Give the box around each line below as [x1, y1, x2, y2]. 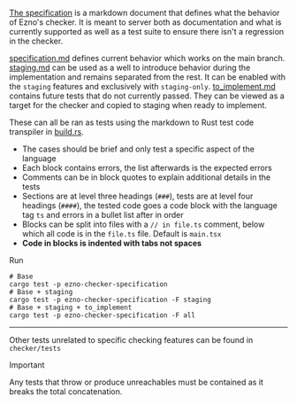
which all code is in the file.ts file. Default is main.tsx [21, 229, 222, 238]
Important [9, 360, 45, 370]
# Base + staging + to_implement [9, 303, 133, 312]
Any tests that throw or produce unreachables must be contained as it [9, 377, 263, 387]
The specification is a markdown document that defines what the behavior [9, 8, 280, 18]
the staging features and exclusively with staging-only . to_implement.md [9, 82, 276, 91]
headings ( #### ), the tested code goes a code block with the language [21, 200, 278, 211]
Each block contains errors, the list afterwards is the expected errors [21, 163, 272, 173]
